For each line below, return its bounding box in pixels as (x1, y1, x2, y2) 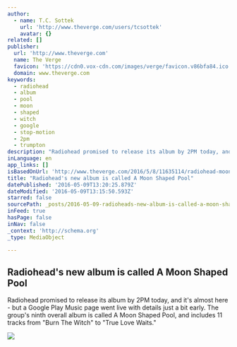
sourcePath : (7, 201, 42, 208)
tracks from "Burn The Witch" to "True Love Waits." (7, 319, 157, 327)
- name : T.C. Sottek (13, 17, 74, 24)
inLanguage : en (7, 155, 52, 163)
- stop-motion (13, 129, 55, 136)
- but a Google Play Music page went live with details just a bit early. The (7, 303, 219, 312)
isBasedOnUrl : (7, 167, 49, 175)
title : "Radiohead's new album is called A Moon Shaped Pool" (7, 175, 194, 182)
